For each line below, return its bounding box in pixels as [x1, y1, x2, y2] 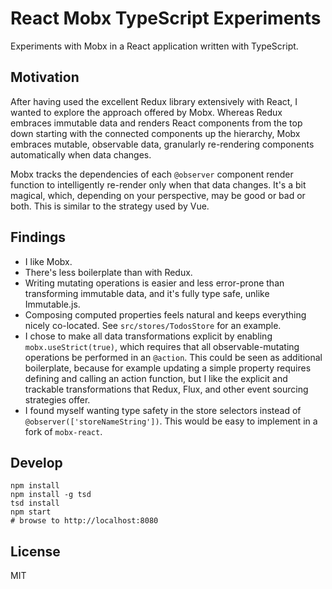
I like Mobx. [24, 255, 73, 267]
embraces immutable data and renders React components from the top [10, 117, 303, 129]
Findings [10, 229, 67, 246]
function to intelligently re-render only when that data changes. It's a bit [10, 178, 307, 191]
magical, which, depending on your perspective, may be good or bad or [10, 189, 306, 201]
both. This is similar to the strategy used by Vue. [10, 200, 210, 212]
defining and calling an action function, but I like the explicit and [24, 372, 288, 384]
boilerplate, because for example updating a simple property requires [24, 362, 312, 374]
